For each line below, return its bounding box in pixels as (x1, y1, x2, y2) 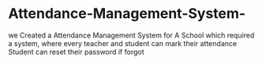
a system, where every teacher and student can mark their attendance (8, 38, 238, 48)
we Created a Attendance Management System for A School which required (8, 30, 255, 40)
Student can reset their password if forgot (8, 47, 144, 56)
